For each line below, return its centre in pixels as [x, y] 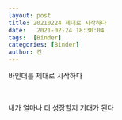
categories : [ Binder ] [44, 45]
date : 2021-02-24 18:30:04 [56, 30]
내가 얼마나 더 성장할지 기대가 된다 [61, 108]
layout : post [30, 15]
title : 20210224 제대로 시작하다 [57, 23]
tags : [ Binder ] [35, 37]
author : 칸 [25, 52]
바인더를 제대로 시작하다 [46, 75]
